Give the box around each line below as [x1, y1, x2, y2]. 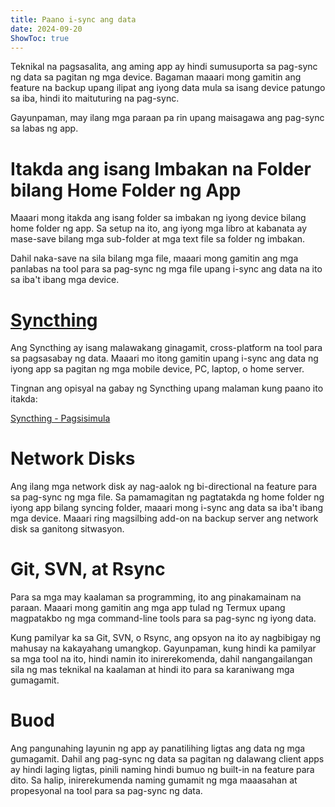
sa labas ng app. [10, 122, 79, 135]
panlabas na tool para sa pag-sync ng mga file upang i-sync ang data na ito [10, 263, 323, 275]
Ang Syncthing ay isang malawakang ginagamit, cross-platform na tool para [10, 342, 323, 354]
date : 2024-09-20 [10, 24, 83, 34]
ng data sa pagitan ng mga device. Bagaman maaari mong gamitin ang [10, 71, 302, 83]
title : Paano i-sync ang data [10, 14, 137, 25]
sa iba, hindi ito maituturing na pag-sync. [10, 92, 180, 105]
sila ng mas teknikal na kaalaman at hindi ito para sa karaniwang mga [10, 664, 295, 676]
